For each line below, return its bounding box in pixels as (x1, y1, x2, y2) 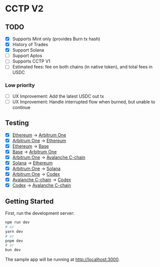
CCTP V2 (5, 3, 44, 14)
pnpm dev (5, 238, 23, 243)
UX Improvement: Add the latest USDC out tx (12, 93, 104, 99)
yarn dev (5, 229, 23, 234)
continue (12, 104, 31, 110)
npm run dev (5, 220, 30, 225)
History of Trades (12, 42, 49, 48)
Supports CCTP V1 (12, 58, 51, 65)
